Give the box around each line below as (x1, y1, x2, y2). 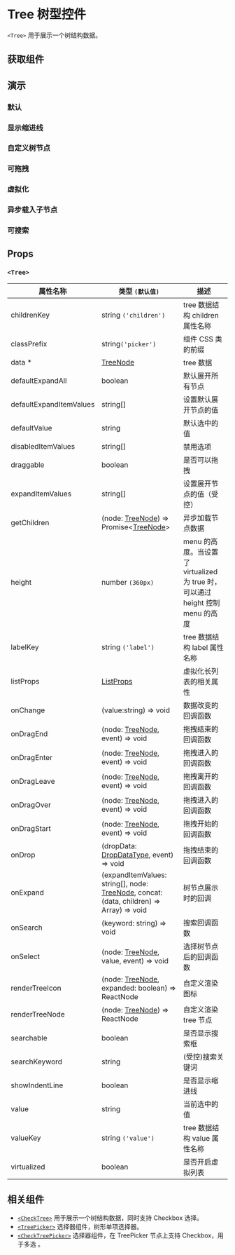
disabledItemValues (10, 441, 76, 451)
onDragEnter (10, 752, 52, 762)
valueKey (10, 1133, 41, 1143)
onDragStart (10, 823, 51, 833)
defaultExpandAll (10, 376, 67, 386)
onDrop (10, 850, 36, 860)
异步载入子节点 (7, 205, 58, 215)
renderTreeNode (10, 1009, 65, 1019)
